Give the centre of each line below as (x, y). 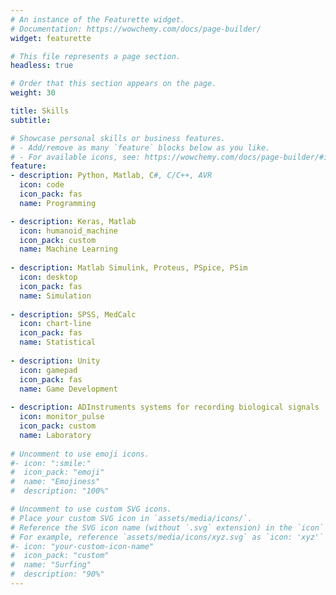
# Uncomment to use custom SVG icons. (91, 509)
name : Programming (58, 203)
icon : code (42, 185)
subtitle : (31, 120)
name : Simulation (55, 296)
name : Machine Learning (68, 249)
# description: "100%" (60, 491)
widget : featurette (51, 38)
